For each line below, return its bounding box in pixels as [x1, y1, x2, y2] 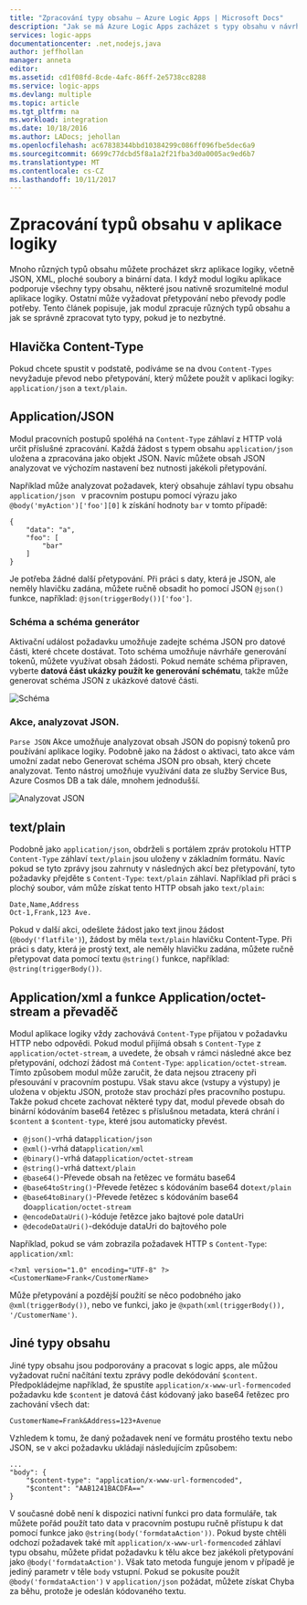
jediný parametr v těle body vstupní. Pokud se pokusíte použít [9, 1566, 240, 1577]
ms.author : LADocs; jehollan [9, 133, 121, 142]
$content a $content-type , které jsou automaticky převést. [9, 1116, 228, 1127]
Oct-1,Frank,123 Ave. [9, 909, 92, 918]
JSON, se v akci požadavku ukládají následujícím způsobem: [9, 1441, 238, 1453]
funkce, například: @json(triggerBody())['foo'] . [9, 592, 193, 603]
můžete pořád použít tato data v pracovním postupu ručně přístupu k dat [9, 1517, 283, 1528]
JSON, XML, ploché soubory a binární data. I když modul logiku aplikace [9, 273, 281, 284]
